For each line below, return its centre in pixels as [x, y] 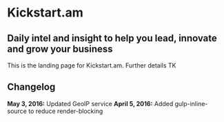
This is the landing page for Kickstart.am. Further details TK [92, 65]
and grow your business [60, 49]
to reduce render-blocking [66, 111]
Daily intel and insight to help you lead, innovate [112, 38]
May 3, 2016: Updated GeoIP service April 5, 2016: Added [90, 103]
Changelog [31, 87]
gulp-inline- [191, 103]
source [17, 111]
